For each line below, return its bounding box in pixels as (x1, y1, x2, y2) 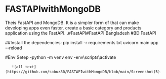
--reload (5, 45, 22, 51)
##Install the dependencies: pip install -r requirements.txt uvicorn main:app (5, 39, 159, 45)
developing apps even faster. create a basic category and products (5, 25, 142, 30)
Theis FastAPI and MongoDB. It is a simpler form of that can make (5, 20, 139, 26)
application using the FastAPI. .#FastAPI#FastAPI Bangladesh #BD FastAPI (5, 30, 157, 36)
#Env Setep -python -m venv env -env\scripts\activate (5, 54, 116, 60)
